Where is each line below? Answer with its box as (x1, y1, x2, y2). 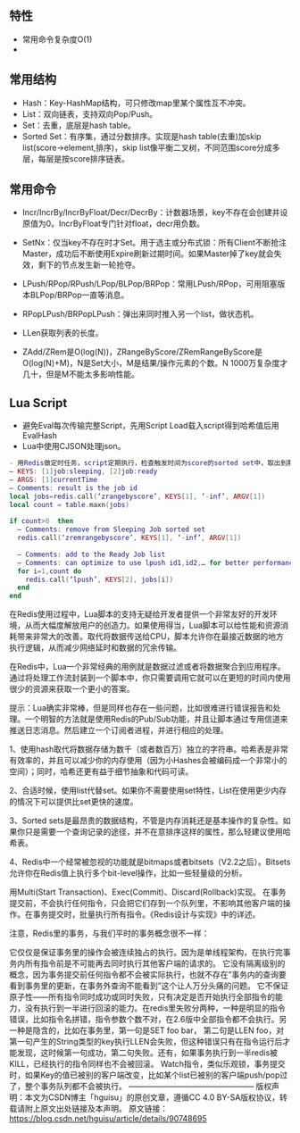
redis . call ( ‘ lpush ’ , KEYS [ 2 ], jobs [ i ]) (25, 575, 174, 584)
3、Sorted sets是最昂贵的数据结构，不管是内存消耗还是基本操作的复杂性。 (9, 815, 284, 826)
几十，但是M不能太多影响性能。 (21, 369, 140, 379)
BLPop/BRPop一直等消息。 (29, 289, 129, 301)
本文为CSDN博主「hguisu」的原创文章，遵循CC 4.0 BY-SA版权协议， (24, 1092, 280, 1103)
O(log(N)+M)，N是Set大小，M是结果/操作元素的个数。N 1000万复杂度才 (21, 358, 288, 369)
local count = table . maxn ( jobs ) (9, 500, 129, 509)
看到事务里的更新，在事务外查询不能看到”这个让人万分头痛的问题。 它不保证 (9, 980, 289, 991)
